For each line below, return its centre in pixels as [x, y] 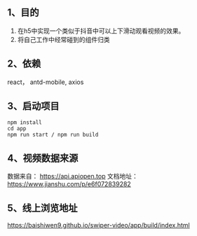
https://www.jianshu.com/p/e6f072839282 [69, 184]
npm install [25, 123]
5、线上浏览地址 [43, 208]
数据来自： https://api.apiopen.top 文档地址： [73, 176]
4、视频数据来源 [43, 158]
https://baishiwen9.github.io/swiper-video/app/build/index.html [99, 225]
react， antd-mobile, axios [46, 82]
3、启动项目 [33, 106]
